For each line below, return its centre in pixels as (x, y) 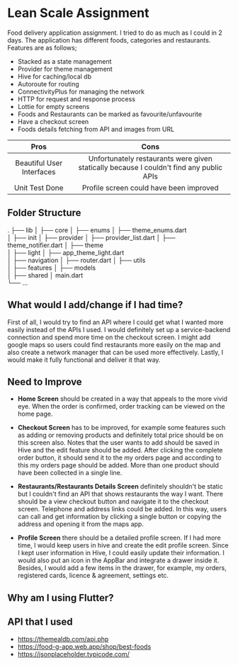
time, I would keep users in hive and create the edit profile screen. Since (123, 545)
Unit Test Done (39, 188)
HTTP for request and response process (76, 99)
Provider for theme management (65, 69)
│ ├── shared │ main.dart (45, 275)
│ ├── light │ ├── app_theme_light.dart (66, 252)
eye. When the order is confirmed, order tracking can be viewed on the (121, 407)
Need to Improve (45, 381)
